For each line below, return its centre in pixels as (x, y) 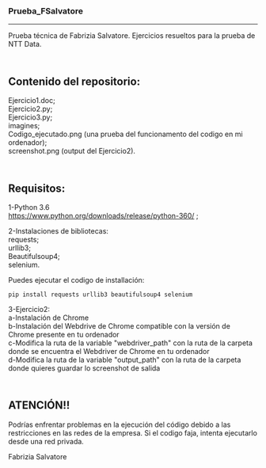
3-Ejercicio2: (29, 309)
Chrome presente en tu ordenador (64, 334)
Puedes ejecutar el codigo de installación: (76, 280)
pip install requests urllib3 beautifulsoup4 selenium (101, 295)
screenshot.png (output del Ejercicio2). (72, 151)
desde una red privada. (46, 441)
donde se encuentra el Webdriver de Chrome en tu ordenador (109, 351)
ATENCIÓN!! (39, 405)
